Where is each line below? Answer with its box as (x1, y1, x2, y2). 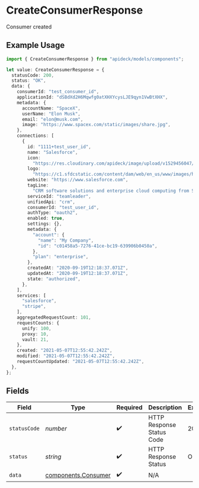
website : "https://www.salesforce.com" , (27, 177, 129, 183)
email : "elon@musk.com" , (21, 116, 84, 122)
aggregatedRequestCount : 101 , (17, 314, 92, 320)
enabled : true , (27, 216, 65, 221)
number (45, 425, 67, 433)
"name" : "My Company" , (37, 237, 94, 243)
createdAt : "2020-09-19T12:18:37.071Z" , (27, 265, 129, 271)
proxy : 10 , (21, 331, 49, 337)
